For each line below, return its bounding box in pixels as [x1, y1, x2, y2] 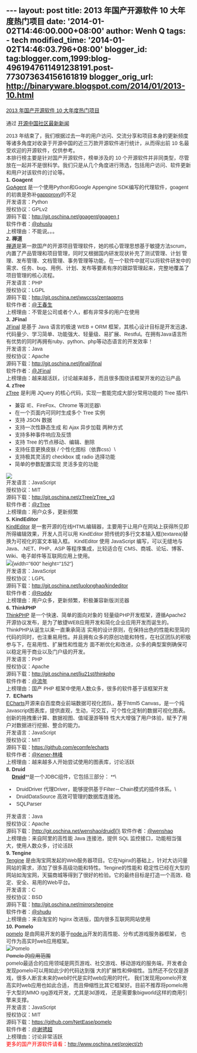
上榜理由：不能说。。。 [6, 228, 57, 234]
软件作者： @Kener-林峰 [6, 751, 63, 758]
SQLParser [16, 800, 42, 807]
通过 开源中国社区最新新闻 [6, 120, 69, 126]
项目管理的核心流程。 [6, 272, 57, 279]
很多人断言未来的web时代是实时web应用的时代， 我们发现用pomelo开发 [16, 974, 188, 981]
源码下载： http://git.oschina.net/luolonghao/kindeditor [6, 582, 128, 589]
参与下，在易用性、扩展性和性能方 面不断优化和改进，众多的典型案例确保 [6, 641, 182, 648]
